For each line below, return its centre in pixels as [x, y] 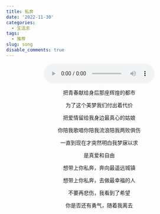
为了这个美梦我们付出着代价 [99, 105]
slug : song [19, 45]
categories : [21, 22]
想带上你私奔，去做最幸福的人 [99, 180]
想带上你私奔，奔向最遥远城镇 [99, 167]
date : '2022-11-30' [30, 17]
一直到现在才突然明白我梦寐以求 [99, 143]
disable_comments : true [35, 50]
